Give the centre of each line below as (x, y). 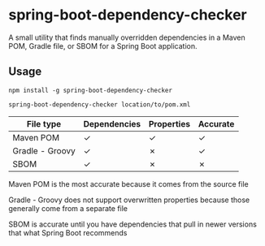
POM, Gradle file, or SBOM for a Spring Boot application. (103, 45)
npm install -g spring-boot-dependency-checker (91, 90)
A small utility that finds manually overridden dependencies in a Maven (127, 37)
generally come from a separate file (68, 208)
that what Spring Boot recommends (68, 232)
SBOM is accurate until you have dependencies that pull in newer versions (133, 224)
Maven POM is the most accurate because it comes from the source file (129, 183)
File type (44, 123)
